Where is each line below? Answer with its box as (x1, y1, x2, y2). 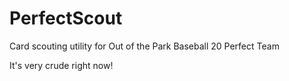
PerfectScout (9, 7, 123, 30)
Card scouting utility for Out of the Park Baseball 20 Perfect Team (9, 40, 280, 52)
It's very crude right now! (9, 59, 114, 71)
